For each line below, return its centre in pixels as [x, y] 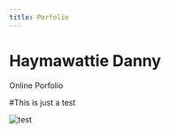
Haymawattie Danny [85, 60]
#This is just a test [42, 102]
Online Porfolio [36, 85]
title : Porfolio [39, 17]
